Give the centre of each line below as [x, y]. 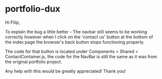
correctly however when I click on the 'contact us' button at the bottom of [79, 37]
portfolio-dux [33, 9]
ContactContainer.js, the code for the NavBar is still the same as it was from [81, 56]
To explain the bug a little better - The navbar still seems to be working [76, 32]
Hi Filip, [13, 22]
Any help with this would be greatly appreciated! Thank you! [65, 71]
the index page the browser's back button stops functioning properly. [75, 42]
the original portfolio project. [34, 62]
